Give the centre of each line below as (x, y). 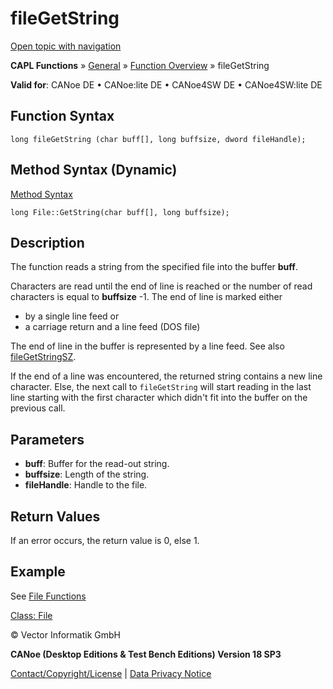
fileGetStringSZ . (43, 357)
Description (47, 242)
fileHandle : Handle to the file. (86, 485)
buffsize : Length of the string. (87, 474)
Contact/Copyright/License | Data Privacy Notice (111, 673)
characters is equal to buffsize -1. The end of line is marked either (146, 297)
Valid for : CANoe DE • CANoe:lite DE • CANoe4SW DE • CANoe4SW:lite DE (166, 84)
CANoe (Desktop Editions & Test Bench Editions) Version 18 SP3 (146, 654)
